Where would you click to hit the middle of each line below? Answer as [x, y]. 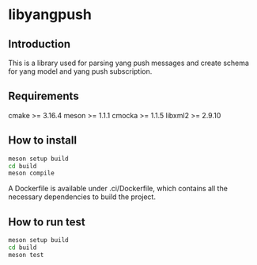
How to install [43, 140]
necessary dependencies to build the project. [82, 197]
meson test [26, 255]
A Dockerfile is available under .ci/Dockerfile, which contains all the [118, 189]
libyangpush [50, 15]
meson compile [32, 173]
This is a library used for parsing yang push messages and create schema [128, 63]
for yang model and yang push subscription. [80, 71]
